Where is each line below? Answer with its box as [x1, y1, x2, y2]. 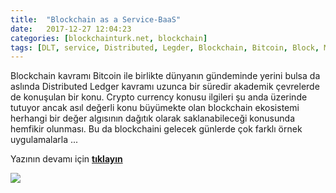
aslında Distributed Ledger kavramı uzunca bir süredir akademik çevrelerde [10, 81, 320, 93]
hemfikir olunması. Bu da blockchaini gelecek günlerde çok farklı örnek [10, 123, 303, 135]
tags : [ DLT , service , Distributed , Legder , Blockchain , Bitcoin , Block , [10, 42, 320, 53]
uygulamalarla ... [10, 134, 79, 146]
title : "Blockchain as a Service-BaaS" [10, 14, 182, 25]
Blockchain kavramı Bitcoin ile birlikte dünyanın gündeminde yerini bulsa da [10, 70, 321, 82]
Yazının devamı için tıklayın [10, 153, 123, 165]
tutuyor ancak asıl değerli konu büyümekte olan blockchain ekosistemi [10, 102, 300, 114]
